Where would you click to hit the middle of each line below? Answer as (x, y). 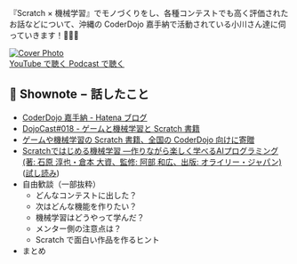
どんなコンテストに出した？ (86, 195)
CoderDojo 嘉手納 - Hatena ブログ (85, 117)
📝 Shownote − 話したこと (79, 95)
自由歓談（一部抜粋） (61, 184)
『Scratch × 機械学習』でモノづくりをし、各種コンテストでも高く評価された (149, 13)
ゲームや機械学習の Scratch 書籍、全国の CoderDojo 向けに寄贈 (138, 140)
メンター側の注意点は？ (78, 228)
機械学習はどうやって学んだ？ (90, 217)
